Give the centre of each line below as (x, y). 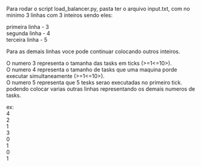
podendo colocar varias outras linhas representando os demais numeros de (101, 89)
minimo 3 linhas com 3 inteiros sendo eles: (60, 15)
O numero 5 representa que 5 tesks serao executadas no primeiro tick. (94, 82)
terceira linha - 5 (27, 40)
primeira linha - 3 (28, 27)
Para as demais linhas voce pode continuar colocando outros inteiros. (93, 51)
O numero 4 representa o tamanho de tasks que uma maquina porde (92, 70)
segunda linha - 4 (28, 33)
